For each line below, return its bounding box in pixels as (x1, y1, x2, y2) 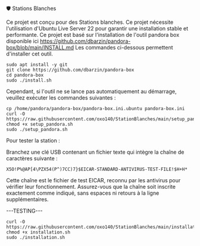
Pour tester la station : (6, 137, 61, 144)
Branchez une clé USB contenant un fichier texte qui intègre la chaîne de (6, 148, 185, 155)
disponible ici (6, 38, 39, 45)
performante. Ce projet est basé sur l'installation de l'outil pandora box (6, 32, 180, 38)
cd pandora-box (6, 72, 44, 78)
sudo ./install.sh (6, 77, 52, 83)
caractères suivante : (6, 155, 58, 162)
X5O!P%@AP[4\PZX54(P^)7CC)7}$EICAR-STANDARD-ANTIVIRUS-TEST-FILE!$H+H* (6, 166, 187, 172)
